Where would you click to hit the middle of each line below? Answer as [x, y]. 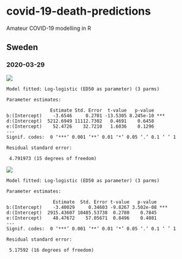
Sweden [22, 47]
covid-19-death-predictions [79, 11]
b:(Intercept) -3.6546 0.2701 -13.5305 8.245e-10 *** [86, 115]
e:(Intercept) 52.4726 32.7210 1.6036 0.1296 [80, 126]
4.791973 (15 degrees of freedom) [53, 158]
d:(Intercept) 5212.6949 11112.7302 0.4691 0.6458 [80, 121]
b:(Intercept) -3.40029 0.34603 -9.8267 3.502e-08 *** [87, 207]
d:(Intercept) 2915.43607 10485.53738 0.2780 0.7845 [82, 213]
